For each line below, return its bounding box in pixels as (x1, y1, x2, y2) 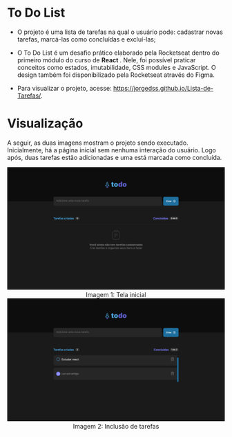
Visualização (7, 116, 84, 132)
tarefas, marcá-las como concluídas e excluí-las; (17, 35, 156, 43)
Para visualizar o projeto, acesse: (17, 84, 112, 92)
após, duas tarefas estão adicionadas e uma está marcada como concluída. (7, 153, 222, 161)
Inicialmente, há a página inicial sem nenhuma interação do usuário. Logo (7, 145, 216, 154)
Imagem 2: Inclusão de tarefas (72, 422, 159, 430)
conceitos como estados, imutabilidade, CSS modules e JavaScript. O (17, 63, 216, 71)
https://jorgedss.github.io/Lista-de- (113, 84, 214, 92)
